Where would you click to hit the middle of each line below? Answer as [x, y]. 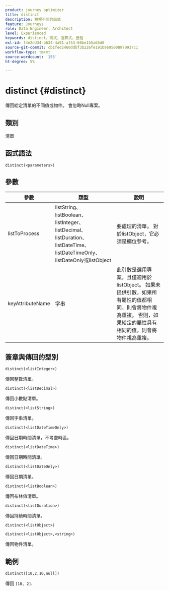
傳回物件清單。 [21, 544]
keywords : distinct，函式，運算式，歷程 [44, 38]
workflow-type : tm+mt [28, 52]
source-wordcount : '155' [31, 57]
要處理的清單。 [134, 226]
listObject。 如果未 [139, 284]
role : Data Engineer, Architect [39, 29]
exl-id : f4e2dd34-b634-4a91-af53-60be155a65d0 [55, 43]
